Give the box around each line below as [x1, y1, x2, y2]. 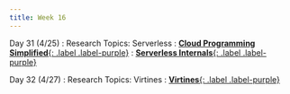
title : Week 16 [9, 13, 67, 22]
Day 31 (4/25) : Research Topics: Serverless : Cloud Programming [9, 38, 256, 48]
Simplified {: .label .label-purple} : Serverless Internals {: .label [9, 47, 241, 58]
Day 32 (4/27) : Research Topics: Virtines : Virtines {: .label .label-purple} [9, 73, 281, 85]
